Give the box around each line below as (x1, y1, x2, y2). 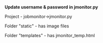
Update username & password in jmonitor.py (4, 4, 99, 10)
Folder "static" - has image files (4, 23, 69, 29)
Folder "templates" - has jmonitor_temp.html (4, 33, 95, 38)
